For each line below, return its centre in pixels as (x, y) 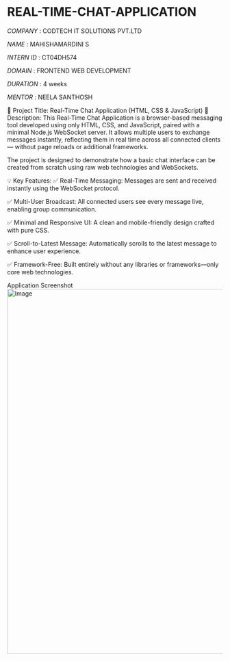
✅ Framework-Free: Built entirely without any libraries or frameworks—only (113, 264)
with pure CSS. (28, 230)
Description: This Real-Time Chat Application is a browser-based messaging (115, 118)
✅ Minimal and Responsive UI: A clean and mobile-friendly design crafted (111, 222)
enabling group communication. (52, 209)
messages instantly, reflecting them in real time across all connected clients (114, 139)
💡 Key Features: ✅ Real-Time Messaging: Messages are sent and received (112, 180)
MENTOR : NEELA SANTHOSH (50, 97)
